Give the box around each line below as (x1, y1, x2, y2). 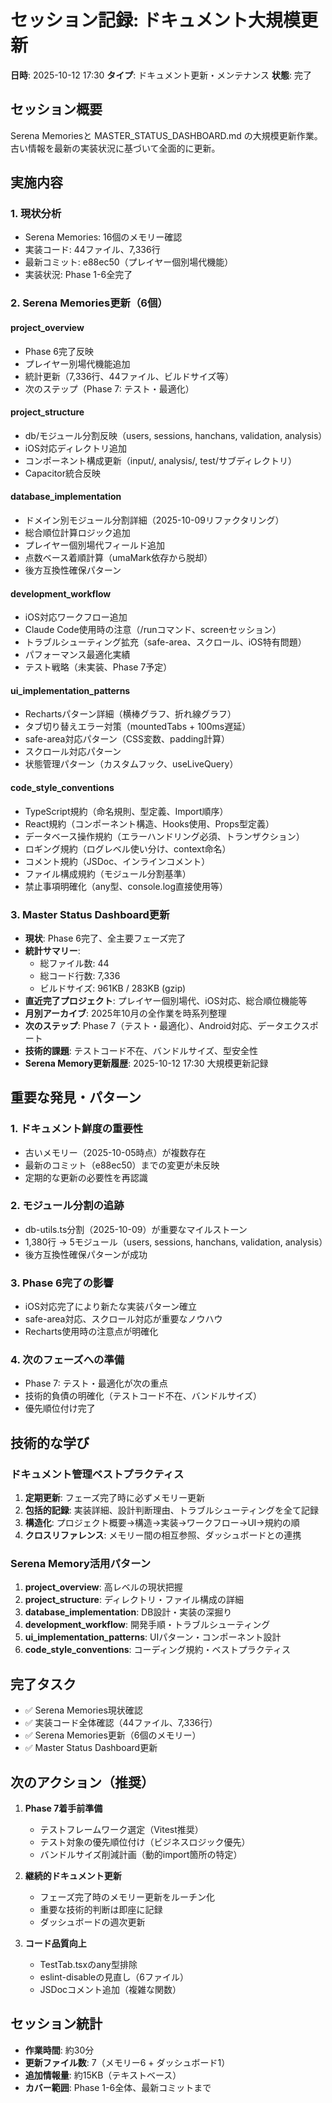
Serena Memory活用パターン (10, 1557, 152, 1571)
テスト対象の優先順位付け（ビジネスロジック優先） (39, 1836, 251, 1848)
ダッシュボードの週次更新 (39, 1916, 146, 1928)
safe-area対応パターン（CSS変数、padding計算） (24, 733, 230, 745)
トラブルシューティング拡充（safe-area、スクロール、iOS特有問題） (24, 636, 307, 648)
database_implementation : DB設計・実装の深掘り (24, 1606, 233, 1618)
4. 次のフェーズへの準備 (10, 1353, 125, 1367)
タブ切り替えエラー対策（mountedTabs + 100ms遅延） (24, 721, 252, 733)
